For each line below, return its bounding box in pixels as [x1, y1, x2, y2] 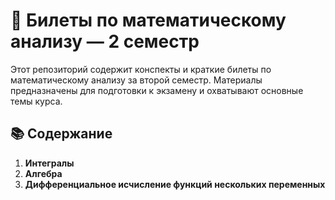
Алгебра [24, 167, 63, 179]
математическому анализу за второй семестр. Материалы [10, 74, 263, 86]
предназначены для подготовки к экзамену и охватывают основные [10, 84, 304, 96]
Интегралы [24, 157, 75, 169]
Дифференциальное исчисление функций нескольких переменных [24, 178, 326, 190]
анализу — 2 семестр [10, 30, 200, 53]
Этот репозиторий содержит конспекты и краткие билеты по [10, 63, 272, 75]
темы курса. [10, 95, 63, 107]
